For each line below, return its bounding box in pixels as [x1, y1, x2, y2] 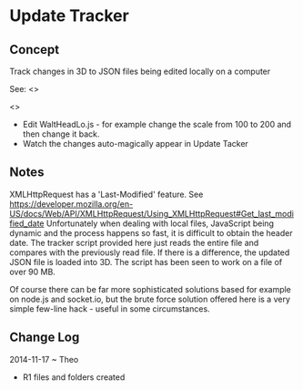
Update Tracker [9, 5, 129, 26]
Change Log [9, 330, 80, 345]
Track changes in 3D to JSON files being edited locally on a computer [9, 66, 271, 77]
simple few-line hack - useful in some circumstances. [9, 303, 211, 314]
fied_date [9, 218, 45, 229]
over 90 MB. [9, 266, 56, 277]
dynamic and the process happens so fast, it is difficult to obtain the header [9, 227, 293, 238]
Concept [9, 42, 60, 57]
